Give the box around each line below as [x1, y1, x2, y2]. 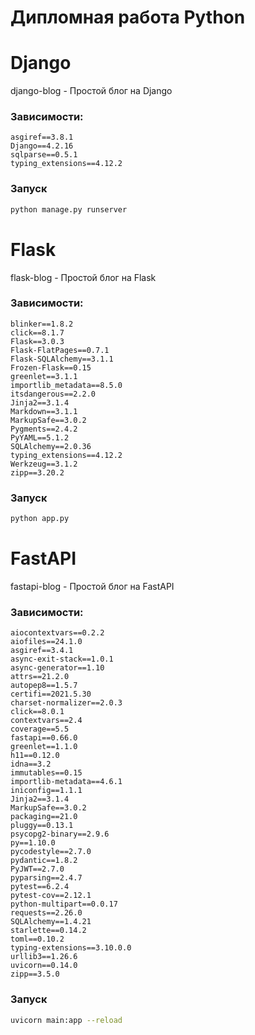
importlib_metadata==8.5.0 [10, 380, 123, 390]
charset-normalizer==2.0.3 [10, 698, 123, 708]
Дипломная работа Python [10, 6, 246, 29]
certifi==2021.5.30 [10, 689, 92, 700]
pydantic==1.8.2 [10, 856, 78, 866]
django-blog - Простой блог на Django [10, 85, 173, 97]
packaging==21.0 [10, 812, 78, 822]
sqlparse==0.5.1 [10, 150, 78, 160]
